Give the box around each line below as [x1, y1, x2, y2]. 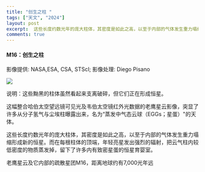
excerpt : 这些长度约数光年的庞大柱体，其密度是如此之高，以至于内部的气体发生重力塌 [6, 26, 197, 32]
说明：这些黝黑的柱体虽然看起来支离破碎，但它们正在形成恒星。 [6, 90, 167, 97]
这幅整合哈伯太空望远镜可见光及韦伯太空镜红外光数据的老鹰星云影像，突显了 [6, 103, 199, 110]
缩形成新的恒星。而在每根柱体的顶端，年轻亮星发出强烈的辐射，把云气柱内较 [6, 139, 199, 146]
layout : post [6, 20, 40, 26]
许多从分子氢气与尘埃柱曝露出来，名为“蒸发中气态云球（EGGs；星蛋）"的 [6, 111, 191, 118]
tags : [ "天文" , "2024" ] [6, 15, 65, 21]
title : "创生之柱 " [6, 9, 52, 15]
